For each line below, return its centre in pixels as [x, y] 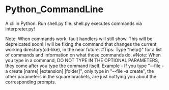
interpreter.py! [20, 28]
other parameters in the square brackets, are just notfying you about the [81, 76]
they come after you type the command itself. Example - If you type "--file [83, 66]
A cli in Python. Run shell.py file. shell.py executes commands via [74, 23]
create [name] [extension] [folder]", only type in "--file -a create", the [81, 71]
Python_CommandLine [54, 9]
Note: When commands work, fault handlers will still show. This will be [79, 39]
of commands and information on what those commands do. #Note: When [83, 55]
